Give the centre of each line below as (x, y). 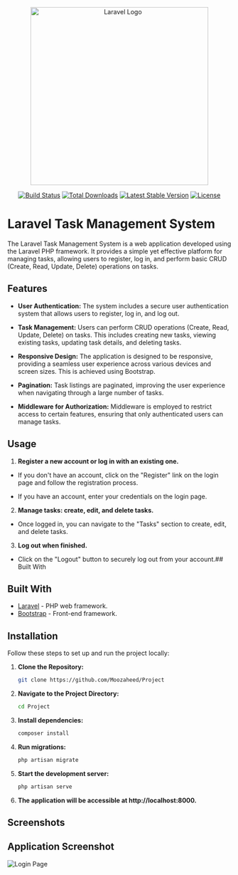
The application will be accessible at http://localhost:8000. (107, 800)
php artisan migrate (48, 760)
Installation (33, 636)
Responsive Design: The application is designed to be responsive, (115, 356)
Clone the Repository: (50, 667)
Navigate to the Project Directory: (68, 693)
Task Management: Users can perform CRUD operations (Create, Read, (123, 327)
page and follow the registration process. (78, 482)
